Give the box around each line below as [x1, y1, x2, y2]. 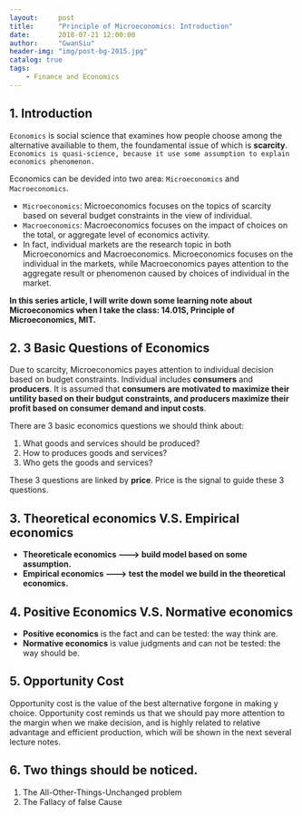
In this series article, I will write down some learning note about [9, 295, 252, 306]
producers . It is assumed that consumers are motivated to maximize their [9, 384, 290, 394]
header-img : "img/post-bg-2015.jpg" [9, 47, 148, 56]
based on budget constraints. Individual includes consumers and [9, 374, 254, 385]
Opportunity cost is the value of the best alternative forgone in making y [9, 697, 278, 708]
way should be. [22, 647, 80, 658]
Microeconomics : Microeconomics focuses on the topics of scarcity [22, 200, 272, 211]
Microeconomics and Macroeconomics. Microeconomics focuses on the [22, 248, 293, 259]
